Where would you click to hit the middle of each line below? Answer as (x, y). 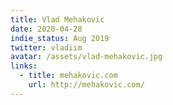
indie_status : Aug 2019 (60, 38)
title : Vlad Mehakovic (57, 19)
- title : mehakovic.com (68, 76)
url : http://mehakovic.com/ (86, 85)
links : (24, 66)
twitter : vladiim (46, 47)
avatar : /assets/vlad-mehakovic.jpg (86, 57)
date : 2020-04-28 (46, 29)
